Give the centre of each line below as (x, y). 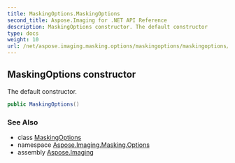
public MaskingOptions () (43, 104)
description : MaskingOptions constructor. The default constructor (108, 27)
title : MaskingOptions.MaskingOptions (64, 14)
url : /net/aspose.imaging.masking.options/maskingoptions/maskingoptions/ (119, 46)
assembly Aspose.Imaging (56, 152)
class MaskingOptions (49, 137)
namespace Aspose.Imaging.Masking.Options (84, 145)
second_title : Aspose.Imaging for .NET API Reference (87, 20)
